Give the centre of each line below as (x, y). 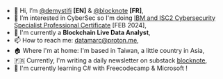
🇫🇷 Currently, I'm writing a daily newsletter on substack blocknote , (110, 60)
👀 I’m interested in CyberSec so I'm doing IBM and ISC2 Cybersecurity (115, 18)
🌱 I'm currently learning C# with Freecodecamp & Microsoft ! (100, 68)
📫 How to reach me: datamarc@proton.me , (76, 40)
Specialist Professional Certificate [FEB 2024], (80, 25)
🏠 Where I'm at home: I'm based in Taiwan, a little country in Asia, (109, 50)
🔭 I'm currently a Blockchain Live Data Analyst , (82, 32)
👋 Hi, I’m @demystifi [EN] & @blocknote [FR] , (79, 11)
